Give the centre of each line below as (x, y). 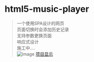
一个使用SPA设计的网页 (41, 23)
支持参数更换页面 (34, 35)
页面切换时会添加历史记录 (43, 29)
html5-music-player (47, 9)
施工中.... (26, 48)
